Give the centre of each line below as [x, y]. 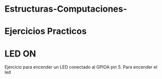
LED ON [20, 53]
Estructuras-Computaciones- [66, 9]
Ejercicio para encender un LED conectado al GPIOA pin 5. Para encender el [81, 67]
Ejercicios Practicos [46, 31]
